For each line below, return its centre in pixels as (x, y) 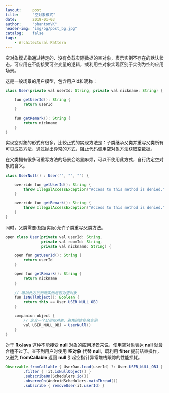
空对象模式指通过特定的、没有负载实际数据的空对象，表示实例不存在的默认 (82, 58)
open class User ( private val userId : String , (54, 237)
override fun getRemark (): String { (53, 203)
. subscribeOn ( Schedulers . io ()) (56, 376)
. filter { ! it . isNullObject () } (57, 372)
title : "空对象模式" (30, 15)
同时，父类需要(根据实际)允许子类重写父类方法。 (55, 227)
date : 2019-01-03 (30, 19)
